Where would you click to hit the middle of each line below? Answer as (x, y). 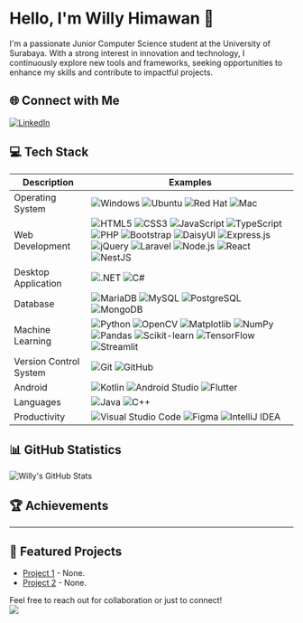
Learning (33, 341)
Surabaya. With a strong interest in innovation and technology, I (127, 52)
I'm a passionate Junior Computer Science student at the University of (140, 43)
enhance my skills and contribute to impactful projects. (111, 72)
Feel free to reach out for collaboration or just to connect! (116, 600)
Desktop (32, 272)
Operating (35, 197)
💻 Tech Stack (49, 152)
